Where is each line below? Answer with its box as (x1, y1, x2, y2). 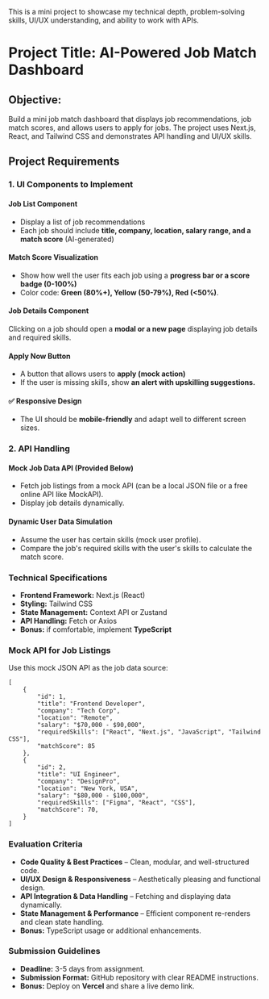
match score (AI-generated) (19, 234, 114, 244)
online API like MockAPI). (19, 490, 104, 499)
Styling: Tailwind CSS (19, 599, 93, 608)
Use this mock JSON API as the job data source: (8, 663, 168, 673)
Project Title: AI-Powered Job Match (8, 44, 257, 62)
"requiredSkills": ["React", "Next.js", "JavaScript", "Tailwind (37, 728, 262, 737)
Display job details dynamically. (19, 498, 125, 508)
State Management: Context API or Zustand (19, 607, 168, 617)
